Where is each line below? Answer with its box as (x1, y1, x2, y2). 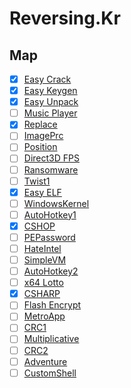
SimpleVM (23, 254, 67, 266)
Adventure (23, 355, 68, 367)
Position (23, 141, 58, 153)
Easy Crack (23, 73, 72, 85)
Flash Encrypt (23, 299, 82, 311)
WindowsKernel (23, 197, 90, 209)
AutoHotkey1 (23, 208, 77, 221)
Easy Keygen (23, 85, 78, 97)
